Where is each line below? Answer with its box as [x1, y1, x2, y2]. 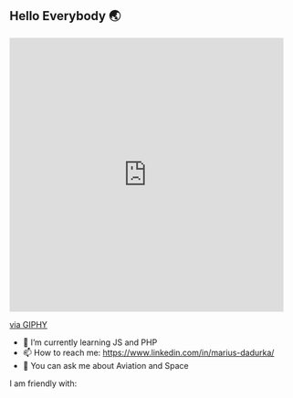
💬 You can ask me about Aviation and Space [22, 360, 189, 371]
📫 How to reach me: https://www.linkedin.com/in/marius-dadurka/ [22, 347, 275, 358]
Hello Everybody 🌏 [9, 8, 121, 24]
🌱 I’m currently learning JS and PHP [22, 337, 158, 348]
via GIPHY [9, 319, 48, 330]
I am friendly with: [9, 378, 78, 389]
